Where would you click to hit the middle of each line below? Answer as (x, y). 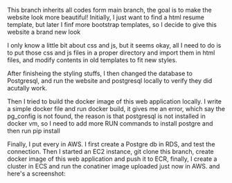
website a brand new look (44, 32)
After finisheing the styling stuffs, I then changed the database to (100, 73)
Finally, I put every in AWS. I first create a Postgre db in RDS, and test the (111, 144)
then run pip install (34, 131)
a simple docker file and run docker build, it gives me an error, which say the (116, 109)
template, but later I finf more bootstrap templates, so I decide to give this (112, 25)
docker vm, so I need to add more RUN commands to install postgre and (110, 123)
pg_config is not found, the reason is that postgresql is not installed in (107, 116)
